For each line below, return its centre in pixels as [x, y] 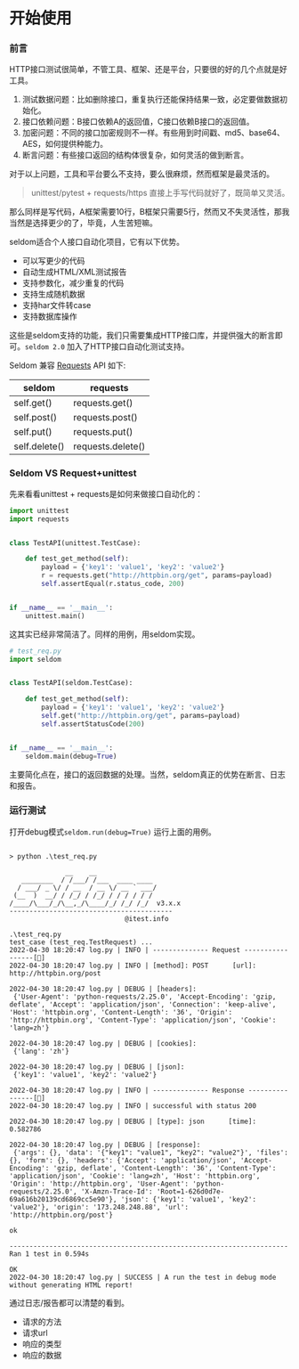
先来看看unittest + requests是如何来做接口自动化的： [106, 493]
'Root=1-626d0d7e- [190, 1191]
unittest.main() [56, 615]
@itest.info [146, 918]
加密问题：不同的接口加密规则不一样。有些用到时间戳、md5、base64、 [153, 133]
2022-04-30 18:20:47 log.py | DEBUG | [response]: [105, 1145]
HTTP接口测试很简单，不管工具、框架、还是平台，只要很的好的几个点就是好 [148, 69]
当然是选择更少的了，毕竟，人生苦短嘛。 [83, 223]
